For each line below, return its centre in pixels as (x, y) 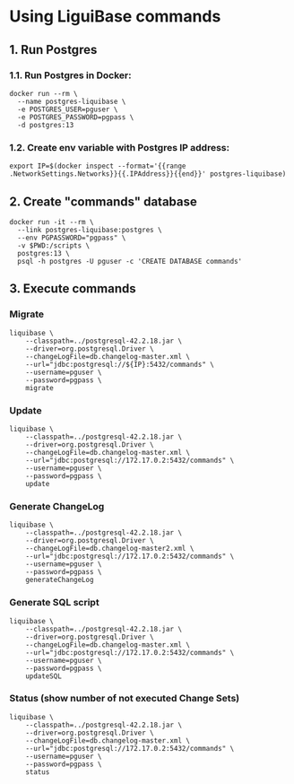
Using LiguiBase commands (115, 17)
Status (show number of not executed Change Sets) (125, 699)
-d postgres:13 (46, 125)
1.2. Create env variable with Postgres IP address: (120, 147)
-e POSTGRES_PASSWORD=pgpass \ (76, 117)
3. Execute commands (73, 289)
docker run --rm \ (43, 93)
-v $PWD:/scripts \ (54, 245)
